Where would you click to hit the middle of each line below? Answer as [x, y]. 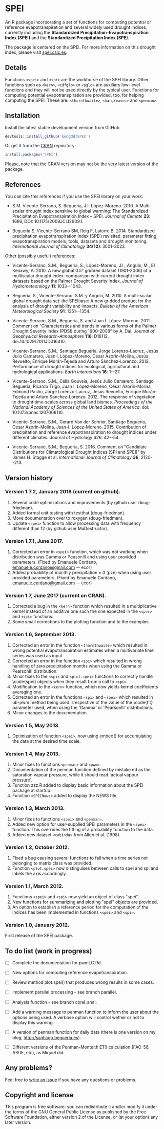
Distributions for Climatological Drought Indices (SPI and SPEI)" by [79, 452]
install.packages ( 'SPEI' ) [31, 155]
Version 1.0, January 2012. [37, 925]
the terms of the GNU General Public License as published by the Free [76, 1112]
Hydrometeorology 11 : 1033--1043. [47, 286]
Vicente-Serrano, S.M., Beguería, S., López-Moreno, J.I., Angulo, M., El [83, 266]
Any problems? [29, 1068]
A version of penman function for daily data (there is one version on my [84, 1032]
